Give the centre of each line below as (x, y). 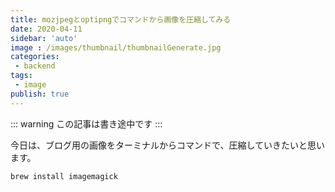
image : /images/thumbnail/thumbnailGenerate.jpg (116, 47)
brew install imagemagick (64, 176)
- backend (35, 66)
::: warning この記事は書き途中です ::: (86, 123)
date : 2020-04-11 (46, 29)
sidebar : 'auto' (44, 38)
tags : (21, 76)
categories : (35, 57)
